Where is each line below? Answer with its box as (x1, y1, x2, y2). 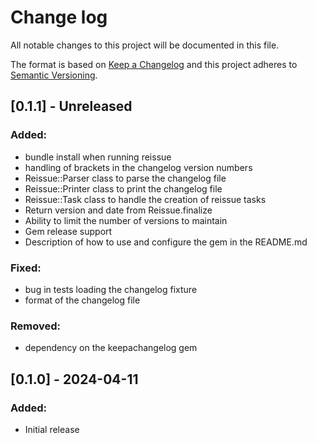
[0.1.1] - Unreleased (10, 98, 133, 115)
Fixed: (10, 261, 42, 275)
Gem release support (24, 225, 113, 237)
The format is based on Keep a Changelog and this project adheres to (10, 58, 298, 70)
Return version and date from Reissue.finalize (24, 204, 213, 216)
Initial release (24, 423, 80, 435)
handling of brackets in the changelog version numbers (24, 161, 253, 173)
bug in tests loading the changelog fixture (24, 283, 198, 295)
